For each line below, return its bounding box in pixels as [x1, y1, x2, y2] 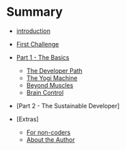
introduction [16, 27, 50, 35]
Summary [6, 4, 63, 20]
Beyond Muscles [26, 81, 74, 89]
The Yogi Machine [26, 73, 78, 82]
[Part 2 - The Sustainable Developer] [16, 101, 120, 110]
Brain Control [26, 88, 64, 97]
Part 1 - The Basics [16, 53, 69, 62]
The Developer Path [26, 66, 83, 75]
